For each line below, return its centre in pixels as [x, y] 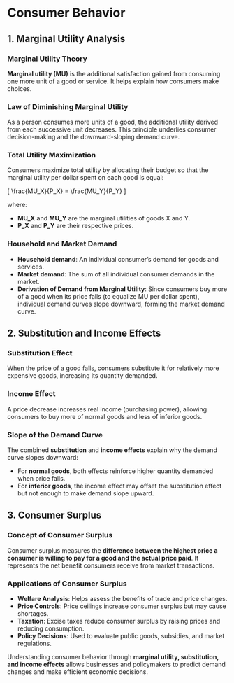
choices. [20, 88]
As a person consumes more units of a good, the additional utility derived [113, 122]
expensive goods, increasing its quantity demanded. [82, 376]
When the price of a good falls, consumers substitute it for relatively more [113, 368]
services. [30, 267]
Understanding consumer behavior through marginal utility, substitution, [113, 657]
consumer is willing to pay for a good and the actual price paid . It [103, 558]
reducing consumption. [51, 628]
